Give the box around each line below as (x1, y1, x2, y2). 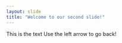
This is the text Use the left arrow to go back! (6, 30, 117, 37)
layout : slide (6, 8, 42, 15)
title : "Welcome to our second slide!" (6, 14, 105, 20)
